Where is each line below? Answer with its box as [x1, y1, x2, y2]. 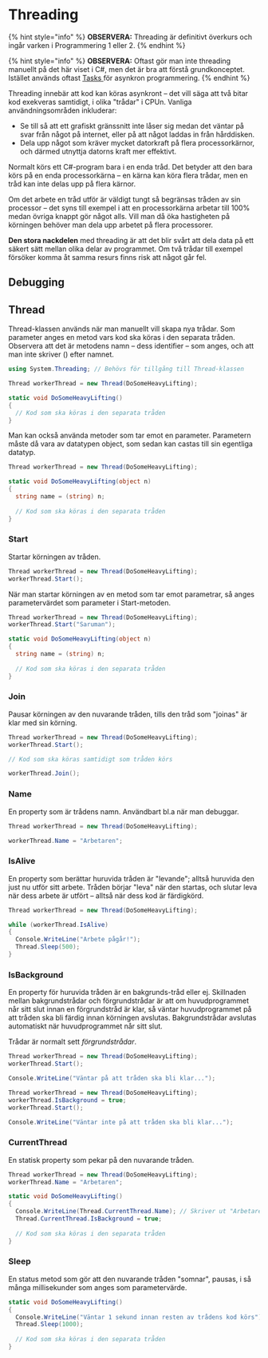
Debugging [8, 276, 65, 290]
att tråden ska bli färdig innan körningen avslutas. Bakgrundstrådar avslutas [8, 1013, 257, 1023]
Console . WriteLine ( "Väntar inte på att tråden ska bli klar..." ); [8, 1118, 234, 1126]
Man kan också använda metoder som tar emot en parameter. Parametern [8, 430, 251, 441]
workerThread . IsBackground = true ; [8, 1096, 127, 1104]
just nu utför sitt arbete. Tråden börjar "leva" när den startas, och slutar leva [8, 882, 258, 892]
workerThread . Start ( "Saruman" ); [8, 621, 116, 629]
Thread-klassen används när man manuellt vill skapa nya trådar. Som [8, 324, 235, 334]
